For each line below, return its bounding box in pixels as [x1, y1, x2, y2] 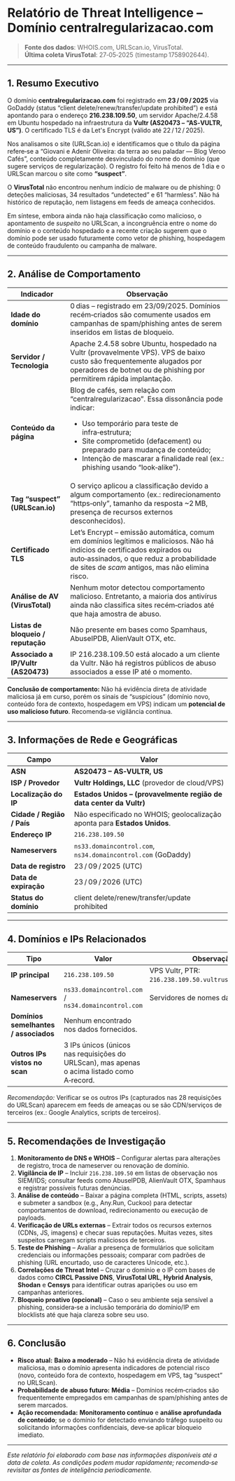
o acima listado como [64, 1067, 134, 1077]
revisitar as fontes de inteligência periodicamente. [7, 1466, 152, 1474]
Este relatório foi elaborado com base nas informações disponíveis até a [7, 1451, 218, 1459]
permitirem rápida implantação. [69, 373, 173, 383]
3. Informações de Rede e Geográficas [7, 733, 178, 745]
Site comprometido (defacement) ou [81, 436, 201, 446]
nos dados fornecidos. [64, 1025, 138, 1035]
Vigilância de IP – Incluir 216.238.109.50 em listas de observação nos [17, 1169, 218, 1177]
